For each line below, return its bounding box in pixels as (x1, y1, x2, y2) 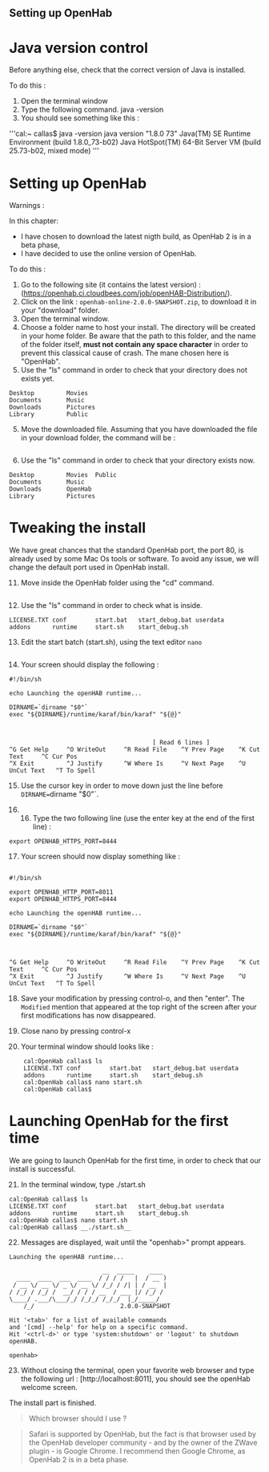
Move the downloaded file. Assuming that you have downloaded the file (20, 425, 258, 434)
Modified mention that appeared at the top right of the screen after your (20, 1002, 257, 1012)
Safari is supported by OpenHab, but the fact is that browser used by (28, 1429, 257, 1439)
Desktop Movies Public (9, 471, 117, 479)
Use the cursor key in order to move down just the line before (20, 781, 223, 790)
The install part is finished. (9, 1398, 97, 1408)
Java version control (9, 39, 149, 57)
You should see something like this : (20, 113, 139, 123)
